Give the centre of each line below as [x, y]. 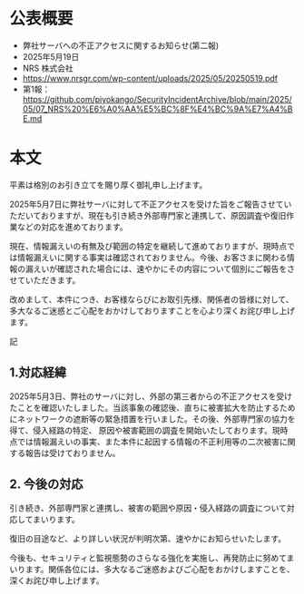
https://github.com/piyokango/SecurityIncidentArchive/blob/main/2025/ [157, 99]
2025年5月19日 [51, 56]
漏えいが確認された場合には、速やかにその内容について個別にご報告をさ [160, 268]
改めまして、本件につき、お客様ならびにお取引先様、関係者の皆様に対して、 [152, 299]
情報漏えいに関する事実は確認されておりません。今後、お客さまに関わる [152, 257]
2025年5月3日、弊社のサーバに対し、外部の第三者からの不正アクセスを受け [151, 396]
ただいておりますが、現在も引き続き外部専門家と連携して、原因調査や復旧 [148, 215]
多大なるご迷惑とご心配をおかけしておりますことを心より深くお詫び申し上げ [152, 310]
